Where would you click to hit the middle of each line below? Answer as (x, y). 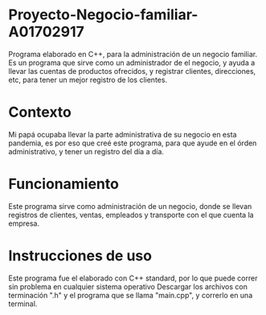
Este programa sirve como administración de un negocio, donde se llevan (130, 206)
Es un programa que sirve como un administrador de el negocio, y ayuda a (132, 63)
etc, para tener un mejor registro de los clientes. (88, 80)
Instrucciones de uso (80, 256)
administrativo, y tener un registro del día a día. (86, 151)
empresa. (24, 223)
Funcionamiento (63, 184)
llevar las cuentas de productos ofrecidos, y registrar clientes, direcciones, (132, 71)
